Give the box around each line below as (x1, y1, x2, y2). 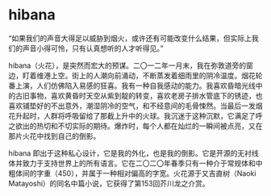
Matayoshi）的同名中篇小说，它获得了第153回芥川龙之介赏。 (8, 178, 210, 188)
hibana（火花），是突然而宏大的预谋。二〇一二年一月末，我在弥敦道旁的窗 (8, 60, 254, 70)
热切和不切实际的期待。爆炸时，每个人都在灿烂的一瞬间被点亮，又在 (35, 121, 263, 131)
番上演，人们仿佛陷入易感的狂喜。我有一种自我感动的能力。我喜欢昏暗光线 (8, 81, 256, 90)
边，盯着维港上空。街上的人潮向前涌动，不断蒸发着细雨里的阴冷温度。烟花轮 (8, 70, 263, 80)
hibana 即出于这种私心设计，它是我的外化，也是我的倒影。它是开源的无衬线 (8, 148, 260, 158)
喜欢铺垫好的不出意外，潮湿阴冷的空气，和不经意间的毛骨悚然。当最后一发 (8, 101, 256, 111)
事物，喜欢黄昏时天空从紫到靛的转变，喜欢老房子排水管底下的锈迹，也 (29, 90, 263, 100)
